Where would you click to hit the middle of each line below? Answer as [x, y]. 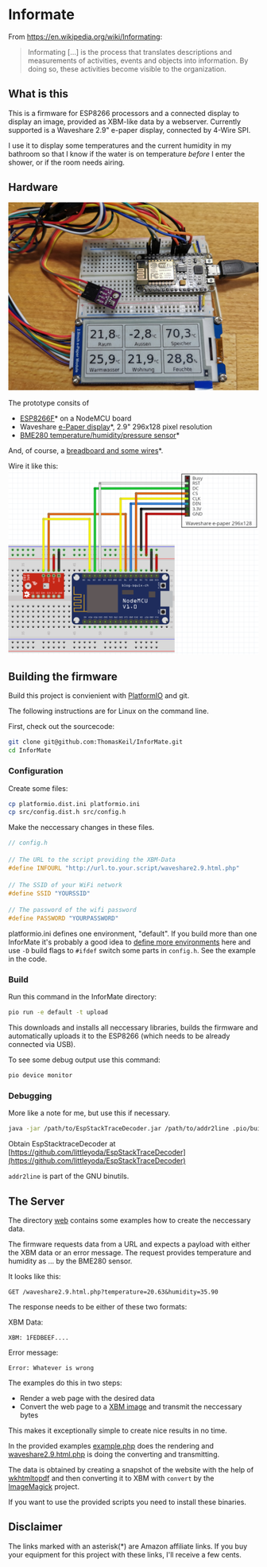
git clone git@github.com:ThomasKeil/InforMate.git [95, 742]
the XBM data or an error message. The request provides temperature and [130, 1253]
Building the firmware [63, 677]
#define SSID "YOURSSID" [49, 893]
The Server [37, 1201]
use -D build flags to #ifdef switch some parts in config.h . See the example [132, 951]
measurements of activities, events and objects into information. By [138, 60]
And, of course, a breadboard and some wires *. [86, 450]
